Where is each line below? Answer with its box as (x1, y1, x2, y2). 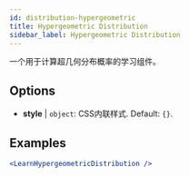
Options (9, 83, 56, 98)
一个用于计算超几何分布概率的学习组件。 (9, 56, 161, 67)
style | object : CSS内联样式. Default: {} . (22, 108, 174, 119)
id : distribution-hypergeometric (9, 13, 136, 23)
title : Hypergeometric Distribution (9, 22, 148, 31)
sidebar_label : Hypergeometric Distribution (9, 30, 181, 39)
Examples (9, 135, 66, 151)
